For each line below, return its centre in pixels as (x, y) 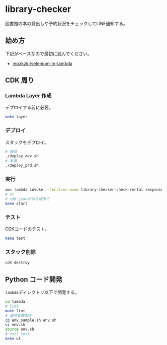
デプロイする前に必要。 (29, 107)
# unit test (17, 334)
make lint (15, 311)
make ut (13, 339)
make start (16, 204)
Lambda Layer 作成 (28, 96)
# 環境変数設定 (19, 315)
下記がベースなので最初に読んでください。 (48, 54)
